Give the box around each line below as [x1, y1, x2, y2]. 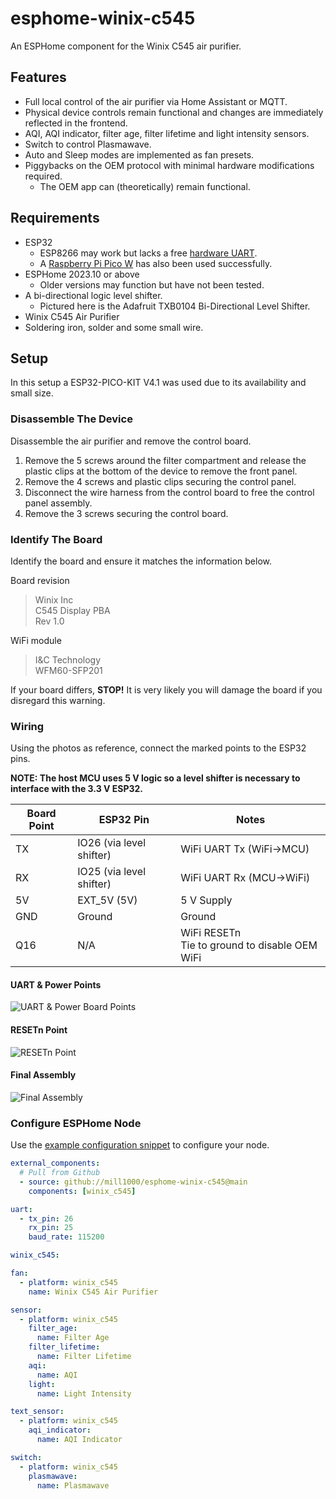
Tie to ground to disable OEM [180, 938, 318, 952]
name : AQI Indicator [36, 1435, 123, 1445]
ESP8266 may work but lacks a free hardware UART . [39, 247, 258, 259]
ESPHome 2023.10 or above [24, 268, 140, 280]
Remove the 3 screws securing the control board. [24, 507, 229, 519]
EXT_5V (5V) [77, 893, 138, 907]
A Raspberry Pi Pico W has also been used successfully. [39, 257, 273, 269]
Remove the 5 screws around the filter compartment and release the [24, 454, 307, 466]
